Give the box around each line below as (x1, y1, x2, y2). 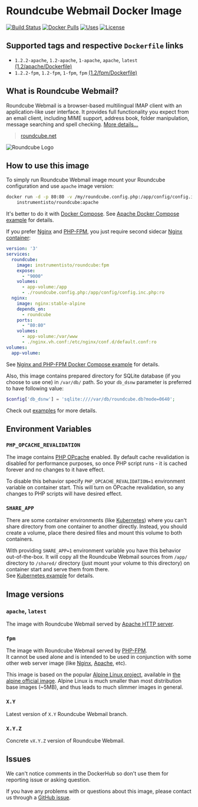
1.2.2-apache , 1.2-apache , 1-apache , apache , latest (14, 56, 138, 63)
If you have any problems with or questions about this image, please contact (6, 788, 192, 795)
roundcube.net (20, 132, 57, 139)
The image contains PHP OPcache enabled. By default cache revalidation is (6, 454, 190, 461)
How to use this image (6, 161, 90, 171)
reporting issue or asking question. (6, 776, 91, 783)
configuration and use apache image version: (6, 183, 114, 190)
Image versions (6, 589, 64, 599)
